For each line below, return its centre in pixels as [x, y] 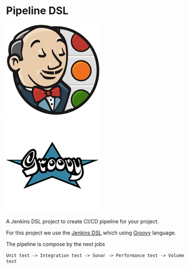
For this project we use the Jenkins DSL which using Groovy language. [91, 233]
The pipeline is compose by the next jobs [56, 244]
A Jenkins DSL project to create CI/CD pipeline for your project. [82, 221]
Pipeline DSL [37, 11]
